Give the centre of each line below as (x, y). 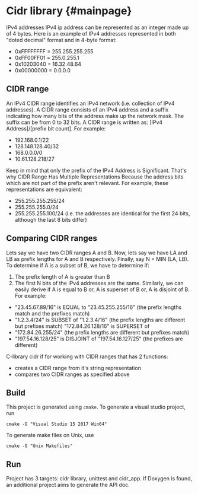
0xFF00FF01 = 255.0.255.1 (47, 58)
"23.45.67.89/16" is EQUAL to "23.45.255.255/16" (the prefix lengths (98, 307)
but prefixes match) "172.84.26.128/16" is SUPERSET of (82, 326)
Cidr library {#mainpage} (69, 11)
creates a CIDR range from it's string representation (78, 368)
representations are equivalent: (44, 189)
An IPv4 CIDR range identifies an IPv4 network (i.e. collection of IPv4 (90, 103)
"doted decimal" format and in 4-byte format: (61, 40)
